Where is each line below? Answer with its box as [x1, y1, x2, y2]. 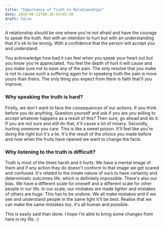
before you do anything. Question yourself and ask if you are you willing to [5, 110, 156, 116]
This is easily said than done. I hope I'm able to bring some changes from [5, 211, 153, 217]
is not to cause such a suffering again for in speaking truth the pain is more [5, 71, 157, 77]
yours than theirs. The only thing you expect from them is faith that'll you [5, 76, 152, 82]
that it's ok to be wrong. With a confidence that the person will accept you [5, 40, 155, 46]
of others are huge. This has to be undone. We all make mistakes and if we [5, 191, 156, 197]
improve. [5, 81, 23, 87]
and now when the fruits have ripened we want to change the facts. [5, 136, 142, 142]
